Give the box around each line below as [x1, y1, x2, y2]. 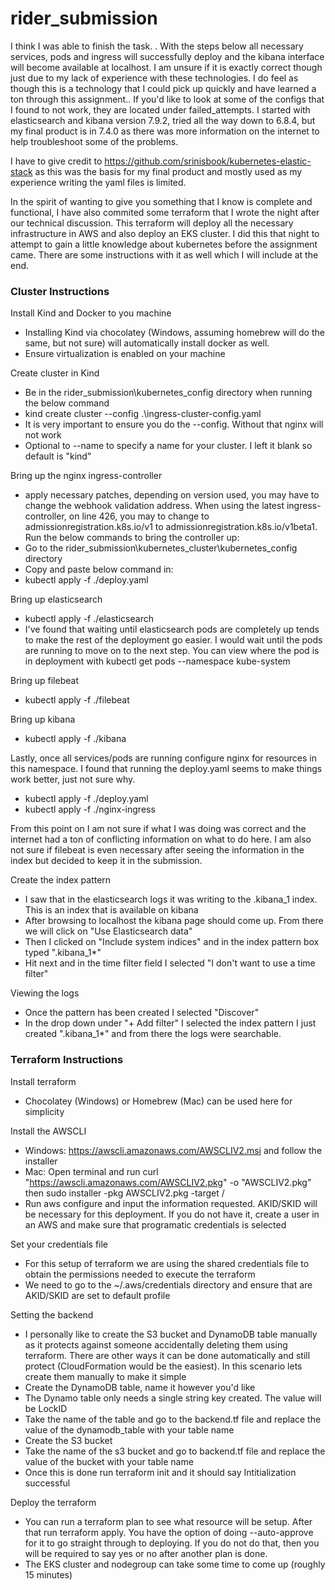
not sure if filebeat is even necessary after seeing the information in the [10, 844, 305, 856]
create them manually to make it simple [24, 1370, 187, 1382]
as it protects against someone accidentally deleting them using [24, 1338, 288, 1351]
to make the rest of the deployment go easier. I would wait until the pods [24, 634, 323, 646]
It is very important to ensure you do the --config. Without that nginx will [24, 418, 324, 431]
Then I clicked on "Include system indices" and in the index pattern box [24, 936, 320, 948]
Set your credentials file [10, 1238, 109, 1250]
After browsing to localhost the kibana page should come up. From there [24, 915, 324, 927]
